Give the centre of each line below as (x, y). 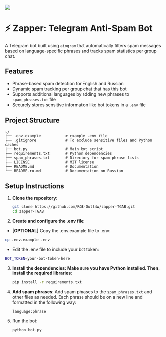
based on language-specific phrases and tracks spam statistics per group (81, 51)
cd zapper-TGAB (28, 212)
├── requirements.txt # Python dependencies (59, 153)
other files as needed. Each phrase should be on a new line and (77, 297)
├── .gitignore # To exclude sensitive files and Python (79, 140)
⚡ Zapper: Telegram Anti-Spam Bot (79, 29)
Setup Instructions (35, 186)
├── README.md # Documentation (52, 166)
